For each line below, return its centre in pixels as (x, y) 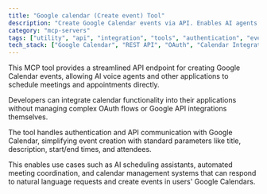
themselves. (28, 117)
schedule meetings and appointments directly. (84, 85)
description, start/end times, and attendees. (80, 149)
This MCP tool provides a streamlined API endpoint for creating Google (124, 68)
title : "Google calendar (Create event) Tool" (87, 16)
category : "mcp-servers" (49, 30)
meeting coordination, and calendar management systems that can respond (132, 173)
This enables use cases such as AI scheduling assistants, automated (120, 165)
